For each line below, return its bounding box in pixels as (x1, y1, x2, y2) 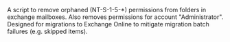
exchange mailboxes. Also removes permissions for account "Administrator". (7, 13, 224, 21)
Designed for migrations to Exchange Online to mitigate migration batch (7, 20, 209, 28)
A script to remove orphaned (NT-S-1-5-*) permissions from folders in (7, 6, 207, 14)
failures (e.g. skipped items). (7, 27, 88, 35)
